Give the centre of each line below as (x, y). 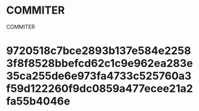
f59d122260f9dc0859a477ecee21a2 (99, 89)
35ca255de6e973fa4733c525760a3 (99, 76)
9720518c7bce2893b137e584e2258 (99, 51)
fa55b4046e (38, 101)
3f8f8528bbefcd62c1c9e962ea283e (99, 64)
